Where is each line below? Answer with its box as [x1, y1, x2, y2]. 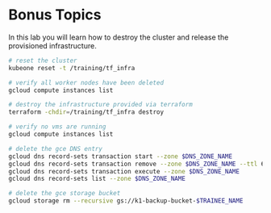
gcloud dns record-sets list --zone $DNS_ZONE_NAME [8, 175, 186, 183]
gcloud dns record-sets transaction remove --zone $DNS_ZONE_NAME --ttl [8, 160, 258, 168]
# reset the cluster [8, 56, 78, 65]
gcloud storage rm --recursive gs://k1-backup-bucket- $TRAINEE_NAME [8, 197, 244, 205]
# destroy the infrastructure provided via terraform [8, 101, 194, 109]
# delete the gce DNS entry [8, 144, 103, 152]
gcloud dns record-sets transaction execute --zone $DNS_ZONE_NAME [8, 167, 240, 175]
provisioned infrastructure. [8, 40, 97, 50]
